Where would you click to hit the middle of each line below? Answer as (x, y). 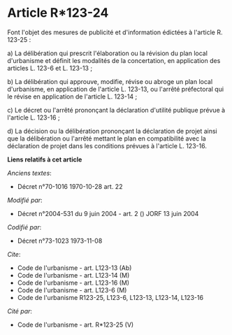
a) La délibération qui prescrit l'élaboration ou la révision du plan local (108, 53)
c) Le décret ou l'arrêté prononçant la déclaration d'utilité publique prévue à (116, 110)
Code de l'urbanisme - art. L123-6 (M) (72, 290)
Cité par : (20, 311)
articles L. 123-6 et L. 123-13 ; (50, 68)
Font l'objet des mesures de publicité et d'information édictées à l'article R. (115, 32)
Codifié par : (24, 227)
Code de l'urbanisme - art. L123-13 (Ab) (74, 268)
